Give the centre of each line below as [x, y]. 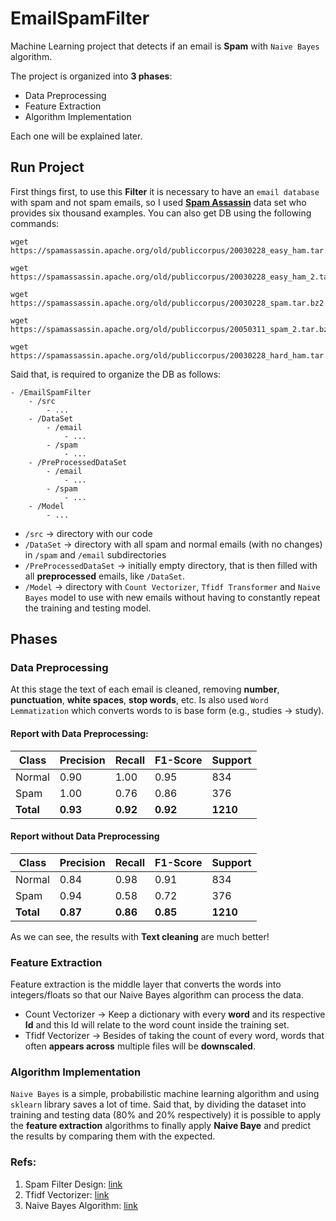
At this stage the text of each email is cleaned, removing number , [145, 689]
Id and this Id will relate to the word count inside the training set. [157, 1025]
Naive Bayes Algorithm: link [81, 1205]
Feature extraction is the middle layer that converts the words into [146, 984]
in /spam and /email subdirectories [95, 554]
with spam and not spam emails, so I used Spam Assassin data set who [158, 202]
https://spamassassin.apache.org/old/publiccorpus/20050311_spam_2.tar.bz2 [171, 329]
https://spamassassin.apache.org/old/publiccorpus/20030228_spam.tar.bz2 [167, 303]
